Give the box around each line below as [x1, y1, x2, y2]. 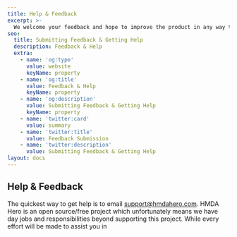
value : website [25, 63, 71, 70]
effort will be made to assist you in [7, 221, 107, 230]
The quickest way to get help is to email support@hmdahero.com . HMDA [7, 199, 219, 208]
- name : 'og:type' [20, 56, 74, 63]
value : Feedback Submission [25, 135, 109, 142]
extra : [13, 50, 33, 57]
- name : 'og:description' [20, 96, 97, 103]
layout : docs [7, 154, 46, 162]
